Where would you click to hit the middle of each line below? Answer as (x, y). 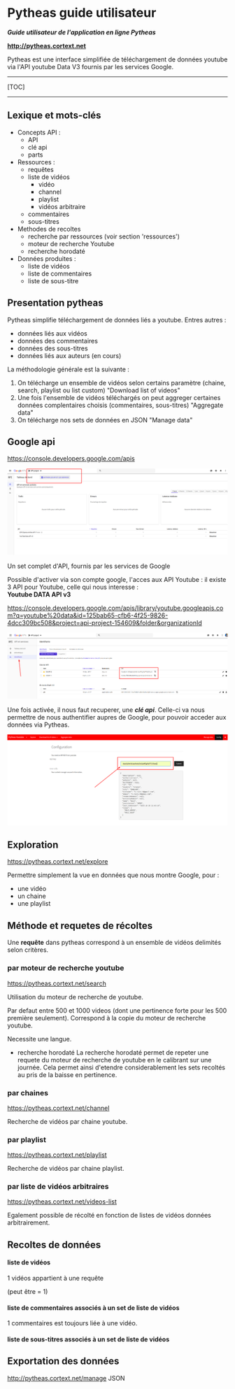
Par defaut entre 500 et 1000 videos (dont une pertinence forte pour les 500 (117, 1010)
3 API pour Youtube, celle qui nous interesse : (73, 587)
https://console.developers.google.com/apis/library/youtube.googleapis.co (115, 608)
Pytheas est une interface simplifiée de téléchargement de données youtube (117, 59)
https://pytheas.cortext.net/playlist (57, 1155)
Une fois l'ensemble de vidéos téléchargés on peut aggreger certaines (119, 397)
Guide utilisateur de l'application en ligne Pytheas (81, 32)
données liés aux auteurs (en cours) (69, 355)
